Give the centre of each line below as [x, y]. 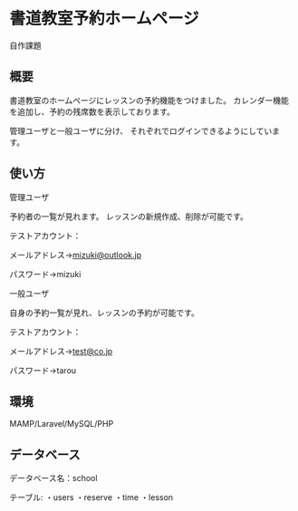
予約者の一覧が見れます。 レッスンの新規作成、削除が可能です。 [129, 216]
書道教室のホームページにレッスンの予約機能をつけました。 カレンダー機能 [149, 100]
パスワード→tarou [43, 370]
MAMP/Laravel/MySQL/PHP [62, 424]
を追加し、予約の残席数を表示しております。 [92, 111]
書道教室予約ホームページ [104, 19]
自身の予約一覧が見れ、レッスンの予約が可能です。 [104, 313]
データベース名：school [53, 478]
